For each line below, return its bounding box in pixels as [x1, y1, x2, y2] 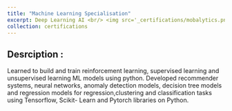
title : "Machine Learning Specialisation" [7, 10, 131, 17]
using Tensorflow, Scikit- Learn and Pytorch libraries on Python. [7, 96, 189, 104]
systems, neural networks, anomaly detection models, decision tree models [7, 81, 222, 90]
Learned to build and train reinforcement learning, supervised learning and [7, 67, 220, 75]
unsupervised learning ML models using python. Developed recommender [7, 74, 219, 83]
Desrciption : [7, 48, 64, 60]
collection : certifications [7, 23, 88, 30]
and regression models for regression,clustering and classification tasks [7, 89, 213, 97]
